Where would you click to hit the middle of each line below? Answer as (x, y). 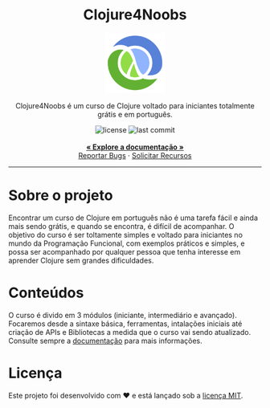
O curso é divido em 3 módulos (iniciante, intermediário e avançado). (123, 315)
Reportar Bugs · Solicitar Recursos (135, 155)
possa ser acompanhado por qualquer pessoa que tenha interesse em (125, 251)
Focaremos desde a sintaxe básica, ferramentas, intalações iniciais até (125, 324)
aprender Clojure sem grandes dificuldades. (81, 260)
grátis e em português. (135, 114)
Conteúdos (46, 293)
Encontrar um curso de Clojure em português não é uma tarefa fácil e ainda (133, 218)
